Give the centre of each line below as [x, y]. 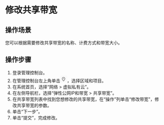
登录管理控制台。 [30, 73]
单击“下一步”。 [27, 111]
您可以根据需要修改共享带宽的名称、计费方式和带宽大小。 [64, 43]
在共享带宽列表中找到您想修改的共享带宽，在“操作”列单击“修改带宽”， [83, 99]
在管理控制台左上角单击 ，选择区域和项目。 [59, 81]
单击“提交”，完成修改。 [36, 118]
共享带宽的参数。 [34, 105]
